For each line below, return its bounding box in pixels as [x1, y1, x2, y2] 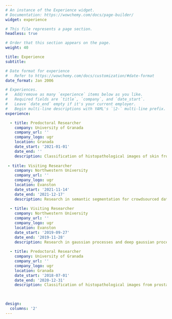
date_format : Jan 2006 [5, 78, 54, 83]
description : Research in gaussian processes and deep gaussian [14, 240, 155, 245]
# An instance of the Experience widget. [5, 7, 95, 13]
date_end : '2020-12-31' [14, 277, 66, 283]
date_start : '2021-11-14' [14, 187, 70, 192]
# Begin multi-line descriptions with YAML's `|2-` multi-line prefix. [5, 106, 166, 111]
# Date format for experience [5, 68, 70, 73]
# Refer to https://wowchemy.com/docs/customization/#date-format [5, 73, 155, 78]
